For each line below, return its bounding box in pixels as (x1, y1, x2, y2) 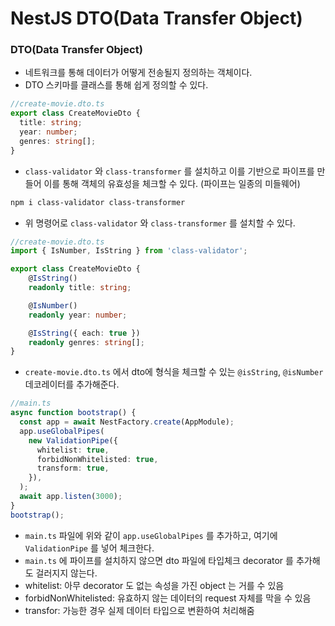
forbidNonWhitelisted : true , (36, 454, 159, 464)
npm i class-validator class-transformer (10, 197, 186, 207)
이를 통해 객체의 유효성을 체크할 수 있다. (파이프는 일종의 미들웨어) (43, 177, 301, 189)
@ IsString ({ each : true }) (28, 328, 141, 338)
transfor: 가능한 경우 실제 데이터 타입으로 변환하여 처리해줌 (24, 604, 255, 616)
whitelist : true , (36, 445, 110, 455)
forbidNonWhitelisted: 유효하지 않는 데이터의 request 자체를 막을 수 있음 (24, 592, 312, 604)
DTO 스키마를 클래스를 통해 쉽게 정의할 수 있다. (24, 79, 209, 91)
